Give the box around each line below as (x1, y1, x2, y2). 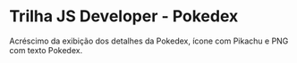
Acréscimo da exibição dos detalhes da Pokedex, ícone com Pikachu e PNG (9, 35, 289, 46)
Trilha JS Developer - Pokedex (9, 6, 239, 27)
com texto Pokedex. (9, 44, 83, 55)
